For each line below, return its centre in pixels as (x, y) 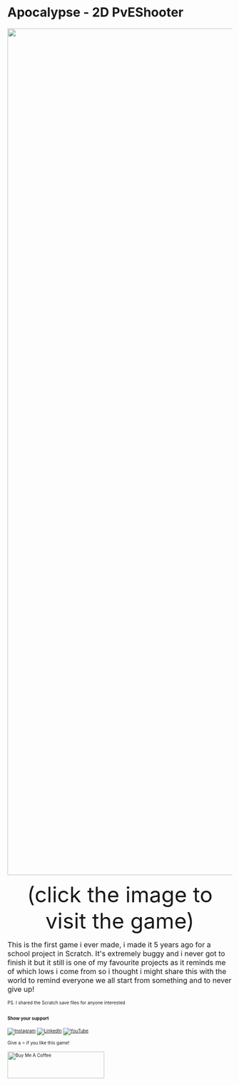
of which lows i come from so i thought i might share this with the (117, 971)
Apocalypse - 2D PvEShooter (96, 12)
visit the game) (120, 921)
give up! (21, 989)
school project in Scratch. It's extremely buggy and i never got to (116, 953)
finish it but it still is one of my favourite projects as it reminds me (117, 962)
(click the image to (120, 894)
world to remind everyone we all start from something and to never (119, 980)
